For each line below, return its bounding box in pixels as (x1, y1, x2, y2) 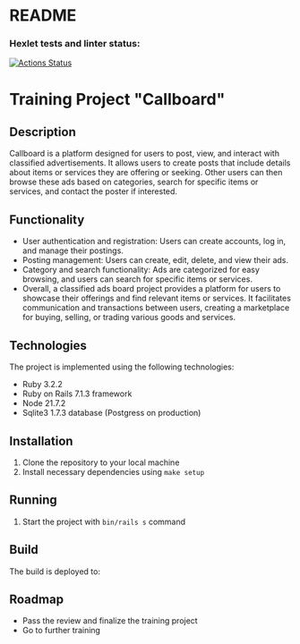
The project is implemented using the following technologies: (9, 361, 235, 372)
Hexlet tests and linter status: (9, 38, 141, 50)
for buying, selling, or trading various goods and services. (21, 312, 236, 323)
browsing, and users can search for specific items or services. (21, 274, 253, 284)
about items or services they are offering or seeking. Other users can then (9, 167, 283, 178)
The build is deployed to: (9, 565, 101, 577)
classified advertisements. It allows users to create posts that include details (9, 157, 291, 168)
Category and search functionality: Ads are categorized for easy (21, 265, 260, 275)
